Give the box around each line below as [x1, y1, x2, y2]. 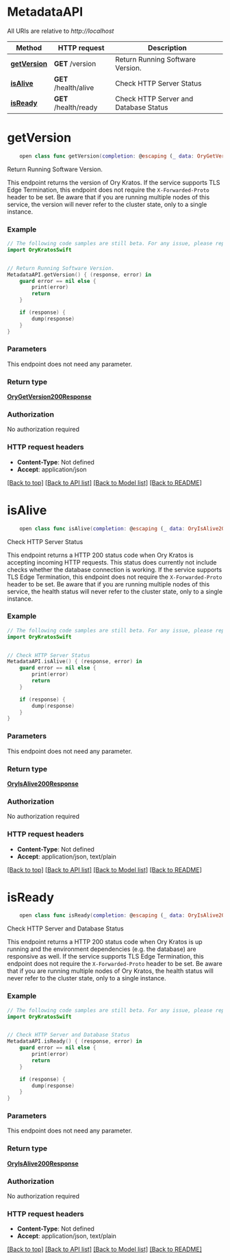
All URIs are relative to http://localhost [7, 27, 114, 35]
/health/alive [53, 83, 94, 92]
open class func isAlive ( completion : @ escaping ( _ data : [19, 525, 186, 532]
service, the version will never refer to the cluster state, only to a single [7, 200, 207, 208]
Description [148, 42, 187, 52]
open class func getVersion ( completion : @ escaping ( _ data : [19, 152, 194, 160]
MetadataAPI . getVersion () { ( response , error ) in [7, 271, 152, 278]
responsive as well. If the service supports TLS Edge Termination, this [7, 952, 204, 961]
